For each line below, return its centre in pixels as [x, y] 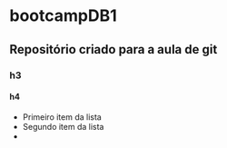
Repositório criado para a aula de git [113, 49]
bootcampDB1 [63, 16]
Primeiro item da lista [62, 117]
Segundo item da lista [63, 126]
